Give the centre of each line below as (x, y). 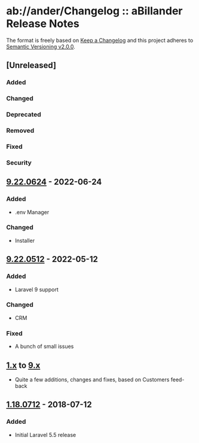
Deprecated (24, 115)
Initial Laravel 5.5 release (45, 435)
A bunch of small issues (44, 346)
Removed (20, 131)
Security (19, 163)
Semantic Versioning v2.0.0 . (41, 47)
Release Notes (43, 24)
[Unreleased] (31, 65)
